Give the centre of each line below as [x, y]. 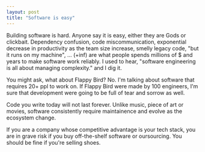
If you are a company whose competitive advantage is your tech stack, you [101, 129]
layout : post [23, 12]
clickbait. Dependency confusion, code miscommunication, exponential [96, 42]
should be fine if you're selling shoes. [54, 142]
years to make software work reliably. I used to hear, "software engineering [101, 61]
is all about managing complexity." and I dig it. [64, 67]
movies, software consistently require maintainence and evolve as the [94, 111]
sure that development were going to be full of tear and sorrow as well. [96, 93]
